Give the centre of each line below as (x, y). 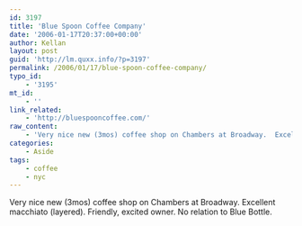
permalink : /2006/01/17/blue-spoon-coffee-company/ (108, 68)
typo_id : (26, 77)
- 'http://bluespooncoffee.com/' (88, 118)
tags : (19, 160)
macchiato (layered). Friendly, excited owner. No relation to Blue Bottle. (141, 212)
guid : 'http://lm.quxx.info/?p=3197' (80, 59)
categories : (31, 143)
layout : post (34, 51)
